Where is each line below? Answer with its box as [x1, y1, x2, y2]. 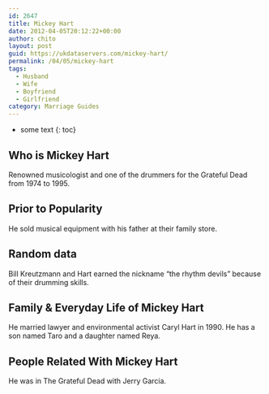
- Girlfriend [15, 95, 60, 103]
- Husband [15, 72, 49, 80]
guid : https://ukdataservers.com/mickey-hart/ [8, 50, 169, 58]
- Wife [15, 80, 38, 88]
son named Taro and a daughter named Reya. [8, 331, 160, 341]
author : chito [8, 34, 57, 43]
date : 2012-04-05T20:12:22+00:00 [8, 27, 122, 35]
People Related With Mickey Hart [8, 354, 178, 368]
